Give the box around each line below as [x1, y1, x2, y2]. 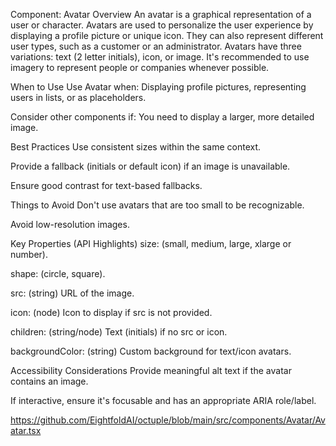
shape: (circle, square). [10, 268, 106, 279]
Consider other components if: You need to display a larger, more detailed [10, 111, 315, 123]
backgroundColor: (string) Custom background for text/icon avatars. [10, 345, 292, 357]
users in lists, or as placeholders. [10, 92, 147, 103]
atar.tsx [10, 425, 42, 436]
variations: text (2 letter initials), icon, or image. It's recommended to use [10, 51, 310, 63]
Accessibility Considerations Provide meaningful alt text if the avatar [10, 365, 292, 376]
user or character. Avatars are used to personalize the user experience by [10, 19, 314, 31]
